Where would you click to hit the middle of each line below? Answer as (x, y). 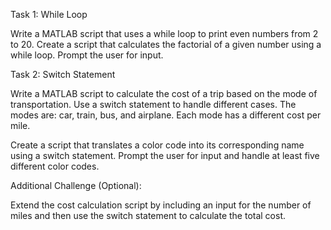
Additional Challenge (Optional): (76, 185)
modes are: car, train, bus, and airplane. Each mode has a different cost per (166, 115)
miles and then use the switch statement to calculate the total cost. (148, 215)
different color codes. (55, 166)
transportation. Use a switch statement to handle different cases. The (153, 104)
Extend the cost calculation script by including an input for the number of (161, 205)
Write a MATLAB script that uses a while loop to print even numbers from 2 (164, 33)
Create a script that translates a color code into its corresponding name (157, 145)
